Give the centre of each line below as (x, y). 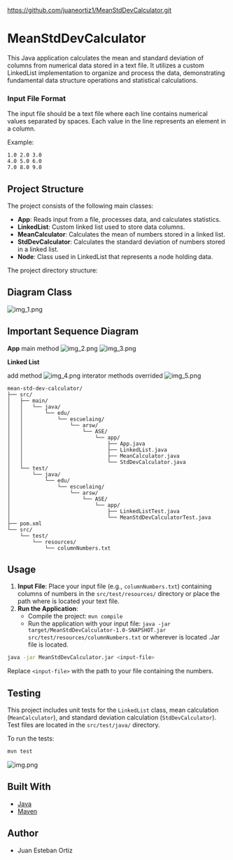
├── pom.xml (24, 523)
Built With (29, 787)
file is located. (48, 644)
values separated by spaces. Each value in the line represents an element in (116, 121)
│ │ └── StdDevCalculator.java (97, 462)
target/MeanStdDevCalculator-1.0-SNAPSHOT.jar (97, 630)
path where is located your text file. (69, 601)
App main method (33, 348)
